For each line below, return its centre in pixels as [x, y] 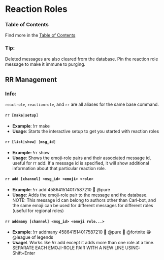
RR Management [31, 80]
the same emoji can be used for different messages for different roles [83, 206]
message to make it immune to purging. [45, 64]
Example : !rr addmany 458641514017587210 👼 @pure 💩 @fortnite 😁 [82, 232]
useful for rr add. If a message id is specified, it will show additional [81, 163]
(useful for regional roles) [38, 211]
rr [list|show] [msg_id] [31, 142]
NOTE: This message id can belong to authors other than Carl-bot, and [84, 200]
